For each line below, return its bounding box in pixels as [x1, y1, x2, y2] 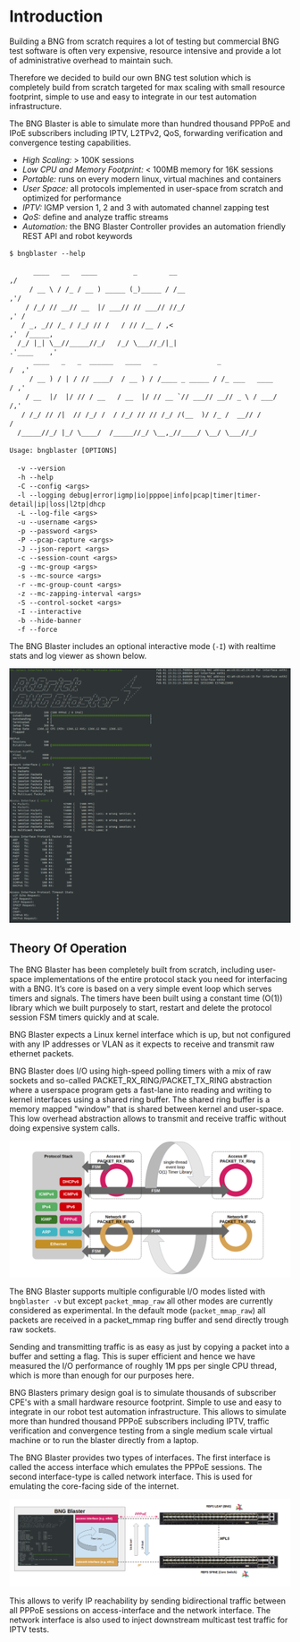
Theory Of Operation [9, 940, 128, 955]
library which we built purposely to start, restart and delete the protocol [9, 1003, 272, 1013]
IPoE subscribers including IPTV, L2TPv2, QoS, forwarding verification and [9, 127, 284, 138]
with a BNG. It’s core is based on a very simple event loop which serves [9, 983, 272, 995]
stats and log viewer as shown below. [9, 650, 147, 661]
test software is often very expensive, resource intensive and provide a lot [9, 45, 281, 56]
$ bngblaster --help [9, 249, 87, 258]
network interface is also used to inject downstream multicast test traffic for [9, 1614, 288, 1626]
